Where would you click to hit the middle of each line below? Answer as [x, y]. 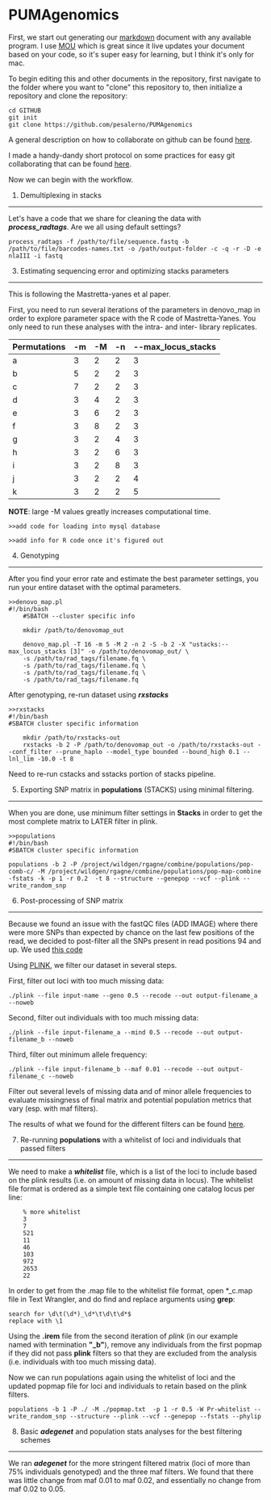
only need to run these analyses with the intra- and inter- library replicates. [133, 327]
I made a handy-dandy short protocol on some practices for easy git [122, 155]
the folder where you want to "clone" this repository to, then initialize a [126, 87]
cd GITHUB [25, 111]
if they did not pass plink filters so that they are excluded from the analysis [133, 1353]
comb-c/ [21, 871]
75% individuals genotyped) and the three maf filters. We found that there [131, 1472]
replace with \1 [35, 1321]
